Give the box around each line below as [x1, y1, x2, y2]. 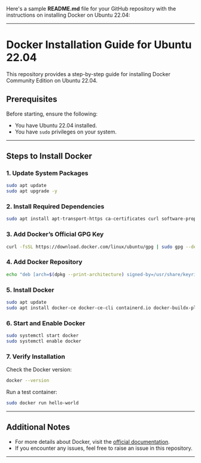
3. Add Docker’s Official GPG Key [6, 230, 104, 238]
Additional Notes [6, 422, 71, 432]
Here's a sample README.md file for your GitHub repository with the [6, 5, 176, 12]
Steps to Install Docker [6, 151, 93, 161]
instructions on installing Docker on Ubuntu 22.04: [6, 11, 130, 19]
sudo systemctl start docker [6, 332, 79, 339]
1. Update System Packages [6, 169, 89, 177]
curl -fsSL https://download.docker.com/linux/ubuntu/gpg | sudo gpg [6, 244, 184, 250]
